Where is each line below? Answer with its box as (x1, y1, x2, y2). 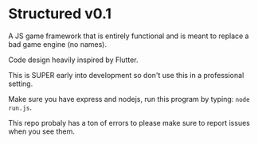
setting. (8, 79, 33, 88)
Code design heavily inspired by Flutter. (8, 55, 139, 64)
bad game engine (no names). (8, 39, 107, 49)
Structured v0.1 (8, 5, 112, 23)
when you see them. (8, 126, 76, 136)
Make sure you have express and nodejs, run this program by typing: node (8, 94, 250, 103)
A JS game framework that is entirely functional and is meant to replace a (8, 31, 249, 41)
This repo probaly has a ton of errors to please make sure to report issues (8, 118, 251, 127)
